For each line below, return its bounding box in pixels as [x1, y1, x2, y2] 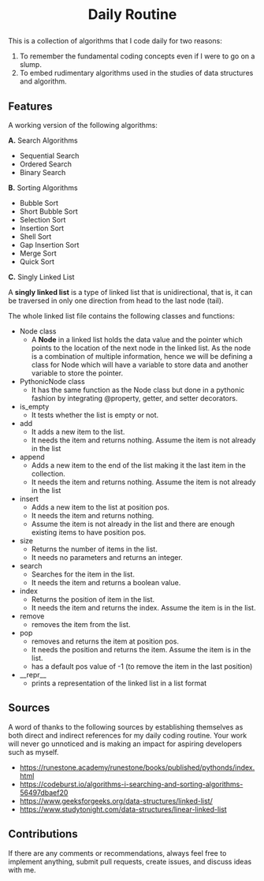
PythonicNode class [19, 377, 85, 386]
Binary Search [19, 168, 66, 177]
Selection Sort [19, 215, 66, 224]
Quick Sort [19, 257, 55, 266]
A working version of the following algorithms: [8, 121, 158, 129]
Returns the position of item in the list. [31, 595, 155, 604]
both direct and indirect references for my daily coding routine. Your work [8, 730, 247, 740]
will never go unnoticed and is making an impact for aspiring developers [8, 739, 243, 748]
